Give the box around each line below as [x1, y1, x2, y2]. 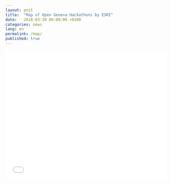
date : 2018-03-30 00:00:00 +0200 [5, 17, 81, 22]
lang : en [5, 27, 24, 32]
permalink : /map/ [5, 31, 42, 36]
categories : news [5, 22, 42, 27]
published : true [5, 36, 40, 42]
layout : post [5, 7, 33, 13]
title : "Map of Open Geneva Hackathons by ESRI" [5, 12, 114, 17]
